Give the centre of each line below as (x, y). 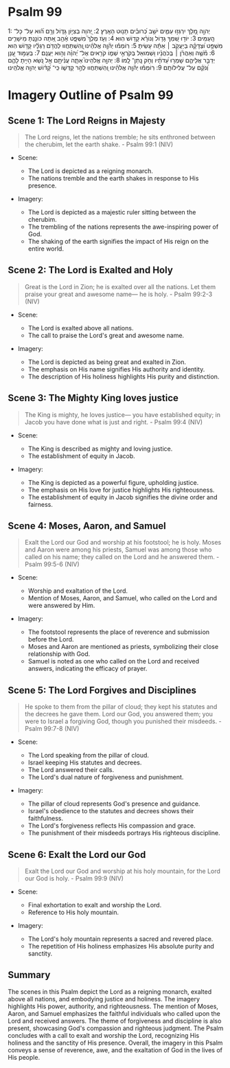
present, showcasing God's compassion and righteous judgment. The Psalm (116, 1028)
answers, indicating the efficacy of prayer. (88, 669)
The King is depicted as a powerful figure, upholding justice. (113, 482)
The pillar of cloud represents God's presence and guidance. (114, 804)
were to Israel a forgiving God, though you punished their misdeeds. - (123, 721)
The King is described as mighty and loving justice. (100, 448)
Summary (29, 975)
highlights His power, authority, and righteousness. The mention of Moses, (113, 1006)
